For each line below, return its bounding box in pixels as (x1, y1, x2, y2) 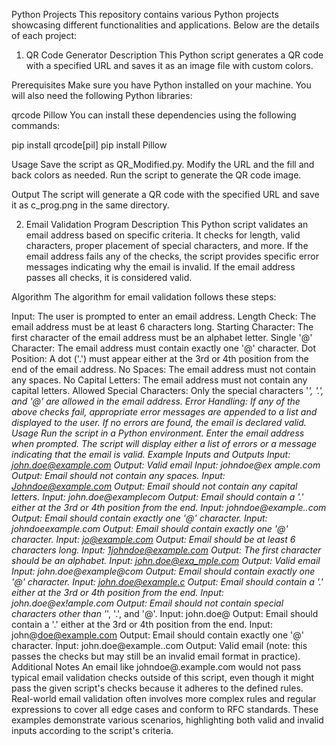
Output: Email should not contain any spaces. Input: (11, 470, 226, 481)
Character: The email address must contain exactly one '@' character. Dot (11, 342, 317, 354)
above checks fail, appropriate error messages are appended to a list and (11, 406, 318, 418)
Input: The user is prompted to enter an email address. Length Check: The (11, 310, 317, 322)
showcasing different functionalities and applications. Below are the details (11, 19, 320, 31)
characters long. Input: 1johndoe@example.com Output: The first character (11, 544, 322, 556)
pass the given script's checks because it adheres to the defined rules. (11, 682, 304, 694)
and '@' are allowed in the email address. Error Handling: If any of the (11, 395, 301, 407)
